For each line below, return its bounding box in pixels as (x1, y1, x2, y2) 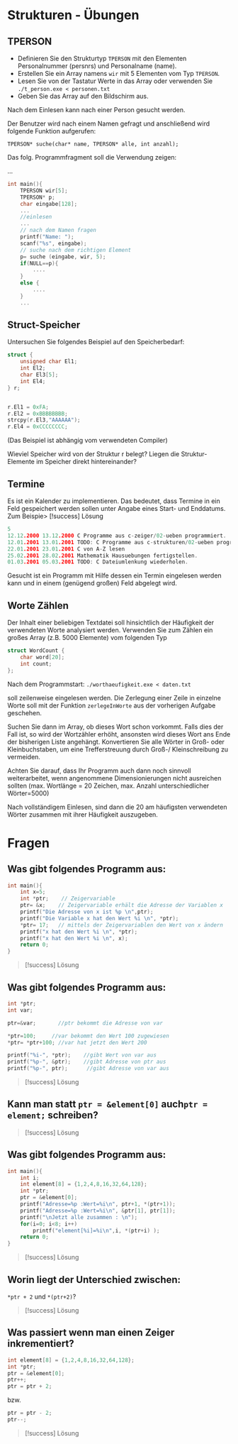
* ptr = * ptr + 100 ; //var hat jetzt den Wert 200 (7, 1039, 147, 1046)
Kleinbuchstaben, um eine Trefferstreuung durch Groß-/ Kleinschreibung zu (7, 745, 229, 754)
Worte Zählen (7, 600, 69, 612)
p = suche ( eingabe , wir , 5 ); (20, 253, 106, 260)
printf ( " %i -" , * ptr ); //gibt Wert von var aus (7, 1052, 157, 1059)
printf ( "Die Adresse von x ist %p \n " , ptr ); (20, 908, 154, 915)
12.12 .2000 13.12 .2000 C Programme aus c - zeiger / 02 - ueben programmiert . (7, 532, 227, 539)
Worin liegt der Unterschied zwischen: (7, 1274, 181, 1286)
